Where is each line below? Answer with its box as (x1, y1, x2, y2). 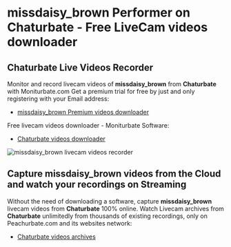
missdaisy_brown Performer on (7, 5, 191, 21)
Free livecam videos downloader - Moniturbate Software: (7, 121, 170, 129)
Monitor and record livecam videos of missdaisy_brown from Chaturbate (7, 80, 217, 88)
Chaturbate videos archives (17, 233, 97, 241)
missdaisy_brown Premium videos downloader (17, 108, 150, 116)
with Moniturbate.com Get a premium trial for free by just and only (7, 88, 195, 95)
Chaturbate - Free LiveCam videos (7, 19, 208, 35)
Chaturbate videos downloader (17, 135, 106, 143)
